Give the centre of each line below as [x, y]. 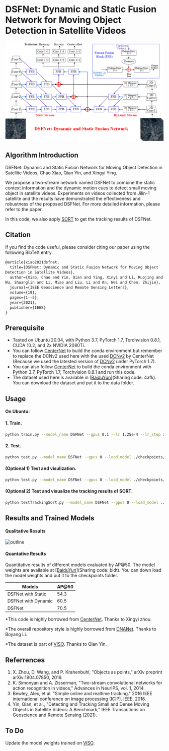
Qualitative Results [26, 531]
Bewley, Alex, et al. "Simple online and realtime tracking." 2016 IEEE [82, 694]
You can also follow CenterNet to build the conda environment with [82, 367]
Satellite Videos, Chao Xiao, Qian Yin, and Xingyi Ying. [61, 173]
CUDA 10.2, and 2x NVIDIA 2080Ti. [49, 346]
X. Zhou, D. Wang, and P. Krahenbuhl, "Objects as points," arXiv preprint [87, 672]
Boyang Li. [16, 634]
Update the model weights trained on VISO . [50, 743]
